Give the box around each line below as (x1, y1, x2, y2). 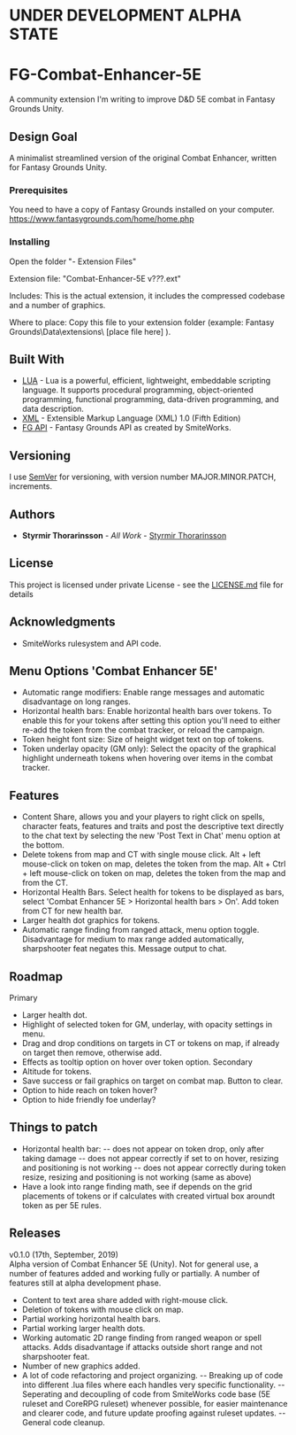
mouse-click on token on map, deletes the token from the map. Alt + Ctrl (21, 858, 286, 869)
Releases (9, 1226, 61, 1241)
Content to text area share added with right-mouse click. (21, 1294, 228, 1305)
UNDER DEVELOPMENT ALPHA (9, 5, 242, 26)
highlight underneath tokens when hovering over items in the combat (21, 753, 274, 764)
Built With (9, 352, 65, 367)
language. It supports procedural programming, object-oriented (21, 384, 254, 395)
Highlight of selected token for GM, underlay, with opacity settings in (21, 1020, 273, 1030)
